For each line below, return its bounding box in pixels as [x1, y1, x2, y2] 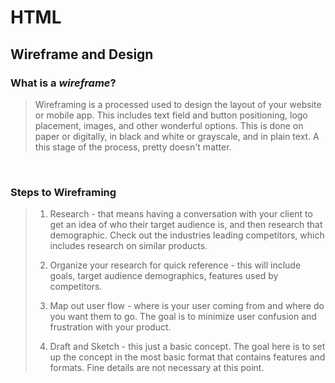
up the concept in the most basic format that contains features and [49, 351, 326, 363]
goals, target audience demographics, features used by [49, 270, 279, 282]
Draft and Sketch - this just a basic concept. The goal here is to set [49, 341, 326, 353]
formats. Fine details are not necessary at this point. [49, 362, 265, 374]
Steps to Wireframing [10, 185, 117, 199]
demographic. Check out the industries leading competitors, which [49, 229, 325, 241]
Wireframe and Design [10, 46, 154, 63]
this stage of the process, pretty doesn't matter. [34, 141, 232, 153]
